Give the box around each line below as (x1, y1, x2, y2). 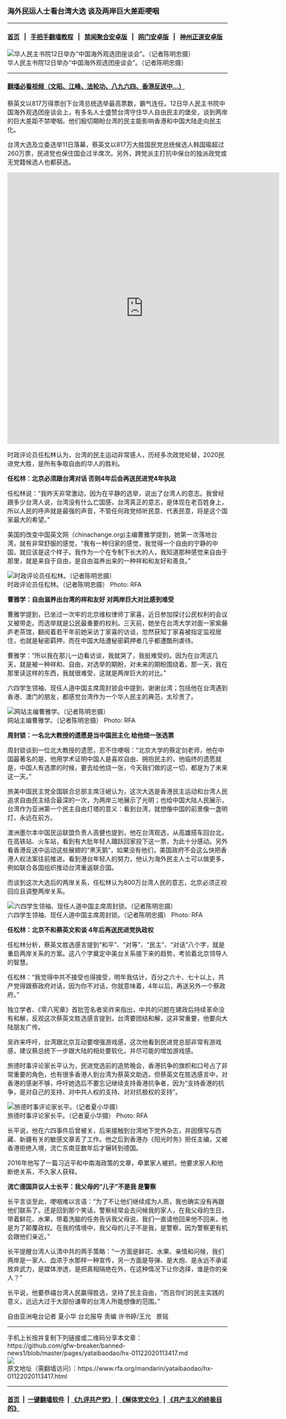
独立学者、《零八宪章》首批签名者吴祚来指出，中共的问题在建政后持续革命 (7, 1005, 219, 1014)
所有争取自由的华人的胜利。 (43, 459, 124, 468)
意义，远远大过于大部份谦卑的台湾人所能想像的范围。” (7, 1297, 161, 1305)
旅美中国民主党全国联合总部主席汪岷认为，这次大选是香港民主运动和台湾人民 (7, 787, 228, 795)
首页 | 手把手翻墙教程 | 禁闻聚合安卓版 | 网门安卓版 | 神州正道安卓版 (7, 32, 223, 41)
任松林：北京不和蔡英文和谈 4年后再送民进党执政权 (7, 925, 154, 934)
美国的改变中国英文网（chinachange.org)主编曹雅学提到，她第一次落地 (7, 530, 212, 538)
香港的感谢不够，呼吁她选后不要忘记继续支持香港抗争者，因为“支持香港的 (7, 1078, 219, 1087)
